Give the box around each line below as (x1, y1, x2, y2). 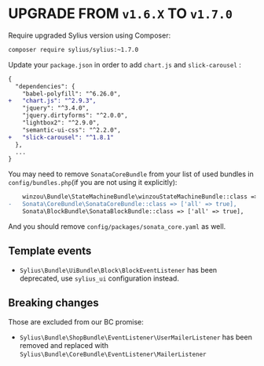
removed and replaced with (19, 340, 108, 350)
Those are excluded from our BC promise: (8, 317, 144, 326)
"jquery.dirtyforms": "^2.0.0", (22, 111, 128, 120)
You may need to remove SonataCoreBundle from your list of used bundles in (8, 169, 254, 179)
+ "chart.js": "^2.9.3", (8, 97, 97, 105)
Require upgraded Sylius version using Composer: (8, 31, 171, 40)
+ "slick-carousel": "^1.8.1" (8, 133, 114, 141)
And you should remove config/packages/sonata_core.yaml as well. (8, 221, 226, 231)
